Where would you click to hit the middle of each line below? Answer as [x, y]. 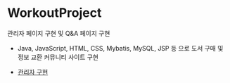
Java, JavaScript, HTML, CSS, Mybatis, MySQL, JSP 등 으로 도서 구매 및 [120, 48]
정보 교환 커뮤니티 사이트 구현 [58, 57]
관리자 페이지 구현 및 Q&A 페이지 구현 [59, 33]
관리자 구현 [33, 72]
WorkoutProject [55, 13]
